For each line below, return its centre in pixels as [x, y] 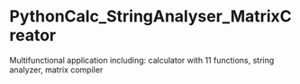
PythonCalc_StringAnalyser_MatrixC [151, 17]
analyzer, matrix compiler [56, 70]
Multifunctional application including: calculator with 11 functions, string [142, 60]
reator [33, 35]
